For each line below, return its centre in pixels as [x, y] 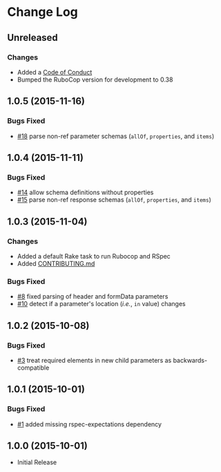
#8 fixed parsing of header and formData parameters [93, 296]
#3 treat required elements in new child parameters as [94, 360]
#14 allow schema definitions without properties [85, 192]
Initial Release [37, 462]
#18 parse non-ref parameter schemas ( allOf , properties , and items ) [116, 136]
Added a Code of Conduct [55, 72]
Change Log [42, 12]
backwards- [190, 360]
